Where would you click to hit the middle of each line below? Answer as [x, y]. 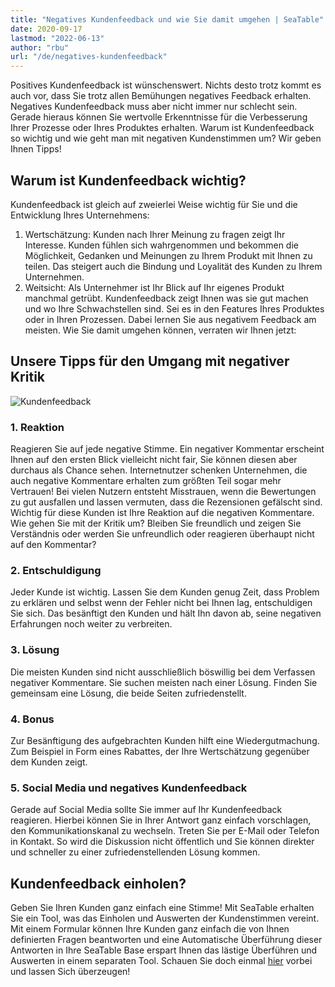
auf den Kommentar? [53, 545]
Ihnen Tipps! [36, 149]
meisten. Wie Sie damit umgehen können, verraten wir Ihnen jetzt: [160, 330]
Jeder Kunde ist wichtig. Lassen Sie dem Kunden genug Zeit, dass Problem [165, 592]
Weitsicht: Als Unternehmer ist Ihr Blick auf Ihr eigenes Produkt [154, 287]
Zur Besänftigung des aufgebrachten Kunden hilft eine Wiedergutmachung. [165, 740]
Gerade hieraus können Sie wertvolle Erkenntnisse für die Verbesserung [159, 117]
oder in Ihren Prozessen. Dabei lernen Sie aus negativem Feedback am [170, 319]
